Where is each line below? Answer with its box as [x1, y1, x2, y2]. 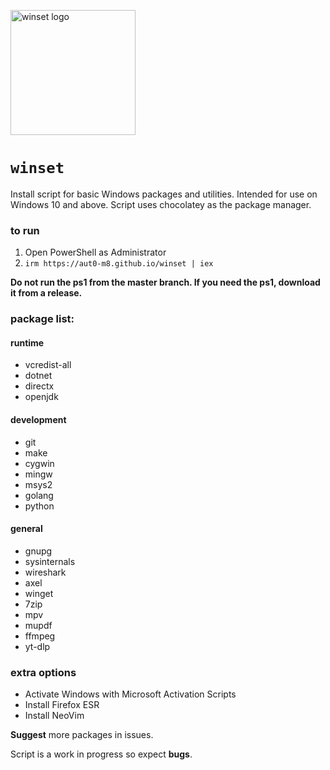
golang [24, 489, 54, 501]
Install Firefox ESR [24, 699, 100, 711]
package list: [10, 312, 75, 326]
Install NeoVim [24, 710, 85, 722]
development [10, 413, 67, 425]
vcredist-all [24, 359, 72, 371]
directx [24, 380, 55, 392]
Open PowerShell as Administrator [24, 246, 167, 259]
